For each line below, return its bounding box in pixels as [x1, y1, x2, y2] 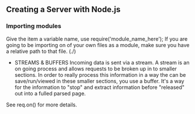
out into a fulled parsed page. [14, 90, 86, 97]
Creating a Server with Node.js [6, 5, 121, 15]
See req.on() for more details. [6, 101, 77, 108]
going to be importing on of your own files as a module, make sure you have [6, 41, 190, 48]
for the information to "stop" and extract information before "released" [14, 84, 185, 91]
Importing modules [6, 22, 61, 30]
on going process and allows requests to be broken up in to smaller [14, 65, 177, 72]
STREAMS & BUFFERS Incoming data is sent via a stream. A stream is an [14, 59, 190, 66]
